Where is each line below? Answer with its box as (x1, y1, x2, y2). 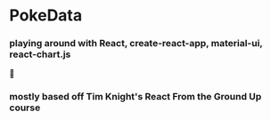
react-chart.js (9, 48, 71, 60)
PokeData (9, 5, 83, 26)
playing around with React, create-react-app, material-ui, (9, 37, 263, 50)
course (9, 101, 41, 114)
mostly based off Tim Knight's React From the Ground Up (9, 91, 262, 103)
